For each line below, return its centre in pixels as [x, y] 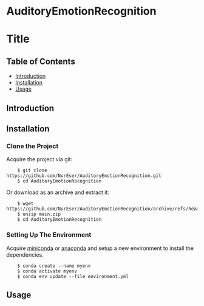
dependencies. [25, 254]
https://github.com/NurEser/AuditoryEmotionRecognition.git [84, 176]
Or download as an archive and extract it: [58, 192]
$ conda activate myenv [47, 271]
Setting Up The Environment [49, 235]
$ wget [25, 204]
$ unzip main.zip [39, 214]
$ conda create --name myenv [54, 266]
